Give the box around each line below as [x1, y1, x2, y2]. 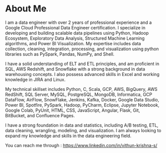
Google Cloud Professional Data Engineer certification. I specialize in [5, 24, 146, 30]
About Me [5, 3, 47, 14]
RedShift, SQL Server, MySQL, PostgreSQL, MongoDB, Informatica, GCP [5, 91, 153, 97]
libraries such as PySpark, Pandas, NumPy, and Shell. [5, 51, 115, 57]
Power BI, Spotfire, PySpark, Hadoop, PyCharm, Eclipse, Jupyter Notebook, [5, 102, 160, 108]
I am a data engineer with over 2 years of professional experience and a [5, 19, 152, 25]
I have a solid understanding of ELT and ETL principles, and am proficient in [5, 61, 160, 67]
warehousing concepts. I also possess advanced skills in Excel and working [5, 71, 160, 77]
